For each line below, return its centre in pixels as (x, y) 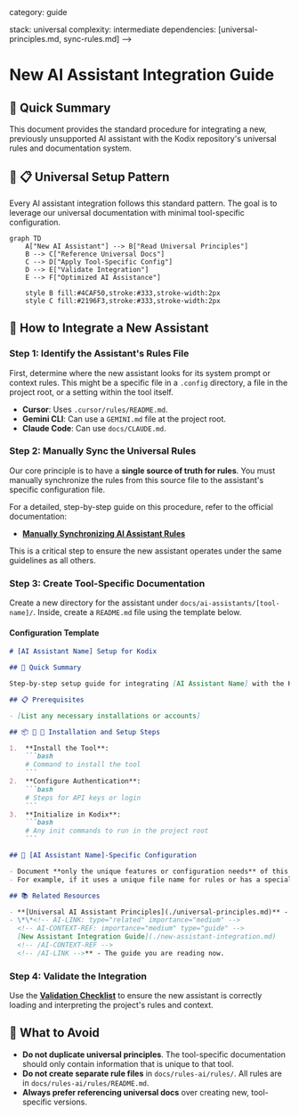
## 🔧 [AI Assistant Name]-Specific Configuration (103, 856)
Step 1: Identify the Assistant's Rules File (99, 354)
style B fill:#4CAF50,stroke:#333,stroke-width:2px (123, 293)
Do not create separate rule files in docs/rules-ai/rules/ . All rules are (152, 1073)
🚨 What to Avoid (55, 1033)
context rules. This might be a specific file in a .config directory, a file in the (149, 382)
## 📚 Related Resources (55, 896)
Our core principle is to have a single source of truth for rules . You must (142, 471)
